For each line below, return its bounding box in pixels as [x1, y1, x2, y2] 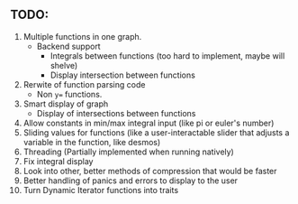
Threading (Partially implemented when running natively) [23, 146, 235, 157]
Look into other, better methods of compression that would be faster [23, 165, 277, 176]
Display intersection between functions [50, 70, 196, 80]
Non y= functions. [36, 88, 103, 99]
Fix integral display [23, 155, 94, 166]
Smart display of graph [23, 98, 109, 109]
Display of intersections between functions [36, 107, 196, 118]
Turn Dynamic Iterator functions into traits [23, 184, 179, 195]
